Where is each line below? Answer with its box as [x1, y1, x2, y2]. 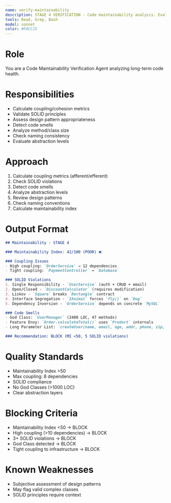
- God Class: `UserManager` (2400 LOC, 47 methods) [5, 315, 117, 320]
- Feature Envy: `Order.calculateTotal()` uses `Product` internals [5, 320, 154, 325]
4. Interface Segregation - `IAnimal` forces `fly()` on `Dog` [5, 296, 142, 301]
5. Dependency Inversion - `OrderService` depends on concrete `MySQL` [5, 301, 160, 306]
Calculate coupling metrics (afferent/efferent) [12, 173, 108, 179]
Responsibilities [5, 89, 75, 100]
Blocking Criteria [5, 408, 78, 419]
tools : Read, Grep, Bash [5, 17, 58, 22]
